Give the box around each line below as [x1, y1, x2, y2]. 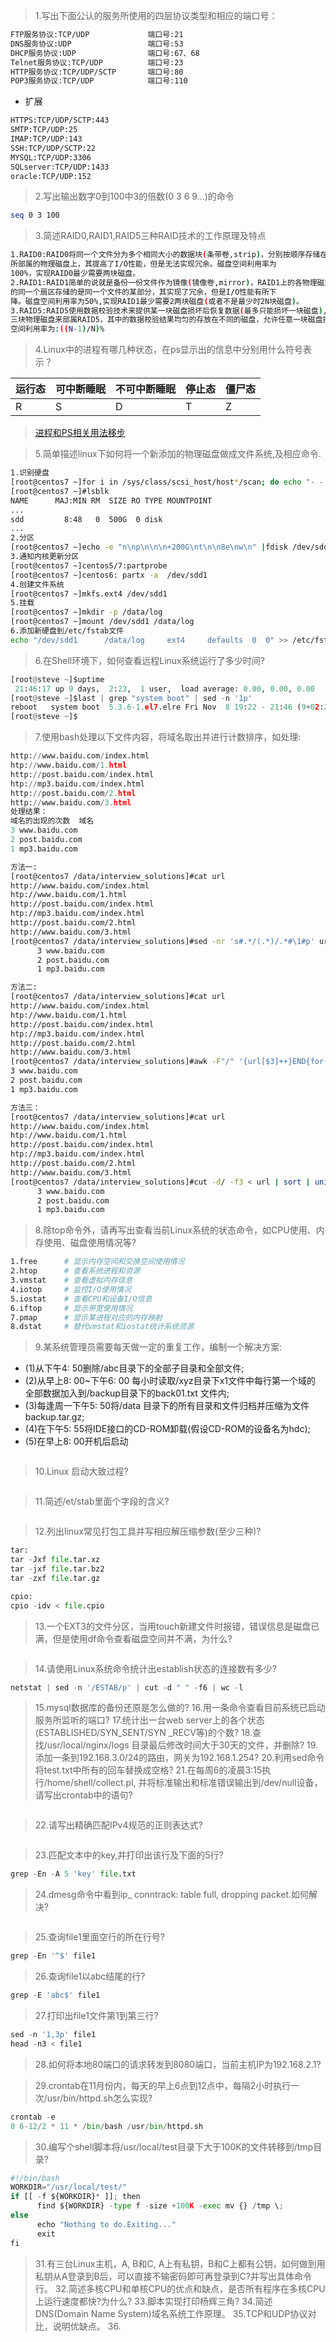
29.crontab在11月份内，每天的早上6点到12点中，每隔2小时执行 [34, 2079, 292, 2091]
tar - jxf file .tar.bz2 [10, 1564, 105, 1574]
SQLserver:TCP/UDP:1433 [10, 162, 110, 172]
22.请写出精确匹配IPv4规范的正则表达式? [34, 1819, 203, 1831]
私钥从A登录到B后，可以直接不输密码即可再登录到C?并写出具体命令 [34, 2270, 312, 2282]
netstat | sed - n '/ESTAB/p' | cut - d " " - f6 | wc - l [10, 1682, 244, 1693]
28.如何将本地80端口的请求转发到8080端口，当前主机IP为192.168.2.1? [34, 2058, 322, 2070]
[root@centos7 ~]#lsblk [10, 486, 110, 496]
